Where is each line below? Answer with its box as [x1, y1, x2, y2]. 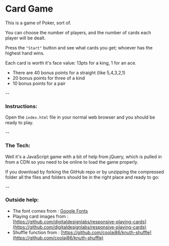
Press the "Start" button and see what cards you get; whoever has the [5, 44, 153, 51]
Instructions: [5, 103, 38, 110]
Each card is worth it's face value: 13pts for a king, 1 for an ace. [5, 60, 137, 66]
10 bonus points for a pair [12, 80, 66, 86]
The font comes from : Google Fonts [12, 208, 88, 214]
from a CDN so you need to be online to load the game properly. [5, 159, 139, 165]
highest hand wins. [5, 50, 45, 56]
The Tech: [5, 142, 31, 149]
